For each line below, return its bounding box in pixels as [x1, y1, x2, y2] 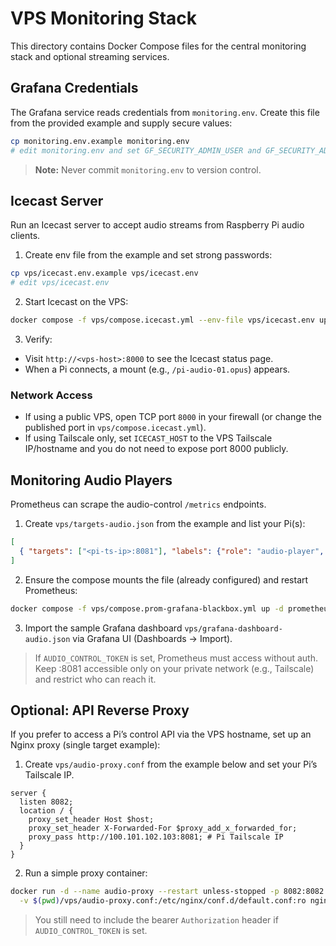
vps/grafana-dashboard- [184, 623, 283, 634]
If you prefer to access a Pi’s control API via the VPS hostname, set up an [10, 728, 312, 741]
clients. [10, 230, 41, 242]
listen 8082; [19, 797, 74, 807]
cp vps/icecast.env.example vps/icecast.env [10, 268, 199, 279]
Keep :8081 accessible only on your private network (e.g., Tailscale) [34, 662, 315, 674]
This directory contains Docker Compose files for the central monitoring [10, 40, 307, 52]
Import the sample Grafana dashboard [24, 622, 183, 634]
